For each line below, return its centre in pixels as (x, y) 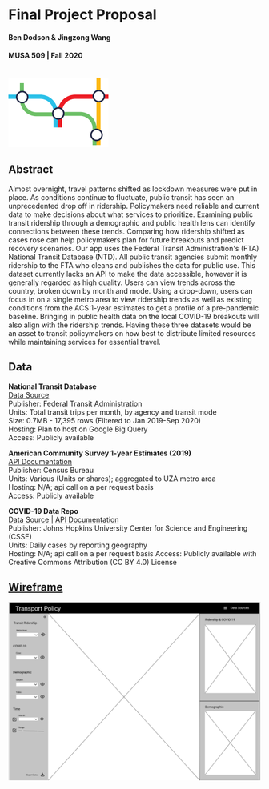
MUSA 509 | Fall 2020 (46, 56)
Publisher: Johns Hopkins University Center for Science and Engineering (128, 528)
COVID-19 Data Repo (43, 511)
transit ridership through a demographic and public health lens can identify (132, 222)
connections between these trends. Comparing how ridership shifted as (127, 231)
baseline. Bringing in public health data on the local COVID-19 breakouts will (134, 316)
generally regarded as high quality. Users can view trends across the (122, 282)
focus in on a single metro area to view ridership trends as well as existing (130, 299)
